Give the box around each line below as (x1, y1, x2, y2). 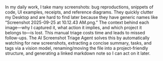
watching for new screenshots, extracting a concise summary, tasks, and (5, 40, 152, 46)
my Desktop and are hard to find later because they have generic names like (5, 15, 158, 20)
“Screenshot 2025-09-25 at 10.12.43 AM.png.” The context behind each (5, 19, 149, 25)
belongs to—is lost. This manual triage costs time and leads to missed (5, 30, 145, 35)
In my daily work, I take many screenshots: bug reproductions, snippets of (5, 4, 154, 10)
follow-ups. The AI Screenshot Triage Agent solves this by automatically (5, 35, 150, 41)
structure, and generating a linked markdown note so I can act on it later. (5, 50, 151, 56)
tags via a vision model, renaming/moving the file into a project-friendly (5, 46, 148, 51)
